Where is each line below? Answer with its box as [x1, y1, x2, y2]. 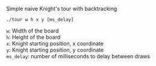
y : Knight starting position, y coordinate [6, 46, 104, 53]
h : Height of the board [6, 34, 61, 41]
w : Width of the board [6, 27, 59, 34]
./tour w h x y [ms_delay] [6, 17, 74, 23]
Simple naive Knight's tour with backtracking [6, 5, 117, 12]
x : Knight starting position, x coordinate [6, 40, 104, 47]
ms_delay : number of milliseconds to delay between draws [6, 53, 151, 59]
